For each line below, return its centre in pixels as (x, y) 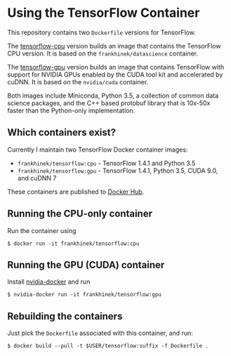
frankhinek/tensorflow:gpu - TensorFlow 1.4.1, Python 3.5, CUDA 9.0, (118, 171)
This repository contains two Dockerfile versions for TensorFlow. (102, 32)
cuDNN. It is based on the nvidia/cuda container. (78, 81)
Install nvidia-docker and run (49, 282)
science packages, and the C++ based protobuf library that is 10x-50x (109, 103)
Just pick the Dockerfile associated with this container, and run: (100, 333)
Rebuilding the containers (65, 316)
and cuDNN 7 (37, 178)
